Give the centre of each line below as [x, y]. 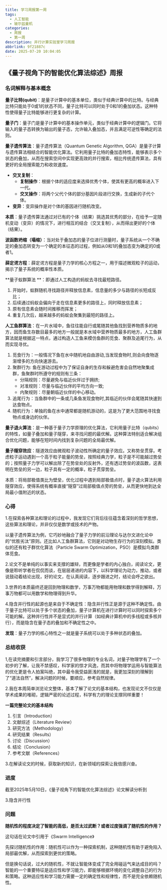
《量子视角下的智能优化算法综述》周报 [64, 73]
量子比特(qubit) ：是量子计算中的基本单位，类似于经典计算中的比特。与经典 [82, 100]
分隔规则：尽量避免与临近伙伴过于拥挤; [60, 380]
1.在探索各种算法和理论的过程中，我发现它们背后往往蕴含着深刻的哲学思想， [83, 518]
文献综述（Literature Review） [43, 722]
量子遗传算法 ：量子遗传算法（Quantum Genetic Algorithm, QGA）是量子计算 [83, 146]
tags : [11, 14]
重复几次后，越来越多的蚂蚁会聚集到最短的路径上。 [65, 315]
